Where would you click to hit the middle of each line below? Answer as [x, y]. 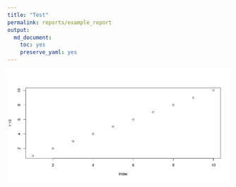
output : [19, 30]
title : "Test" [28, 15]
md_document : [33, 38]
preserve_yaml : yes [49, 52]
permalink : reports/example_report [60, 22]
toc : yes [33, 45]
